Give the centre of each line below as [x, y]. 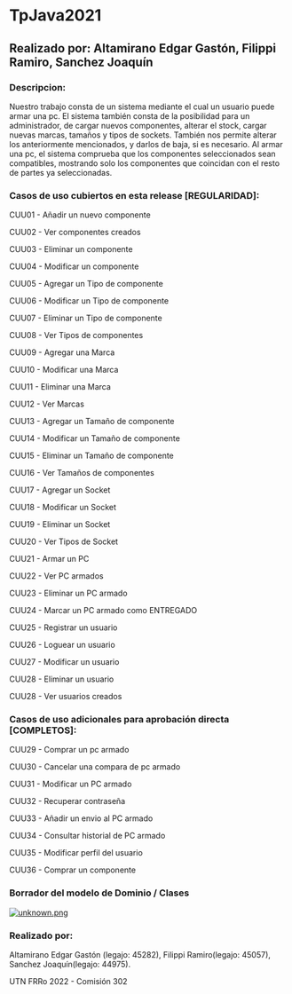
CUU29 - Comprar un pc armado [69, 750]
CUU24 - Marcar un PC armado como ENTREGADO [103, 611]
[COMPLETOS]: [43, 730]
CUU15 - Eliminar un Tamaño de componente [92, 456]
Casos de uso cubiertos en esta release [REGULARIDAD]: [134, 195]
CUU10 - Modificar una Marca [64, 370]
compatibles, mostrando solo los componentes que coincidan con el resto [145, 163]
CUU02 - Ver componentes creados [75, 233]
